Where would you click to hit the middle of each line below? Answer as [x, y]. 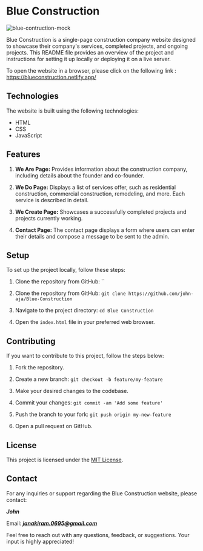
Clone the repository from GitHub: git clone [70, 293]
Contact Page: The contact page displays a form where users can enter [105, 230]
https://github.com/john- [161, 294]
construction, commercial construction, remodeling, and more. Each [100, 193]
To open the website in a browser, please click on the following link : [92, 70]
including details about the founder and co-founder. [79, 175]
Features [23, 155]
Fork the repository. [40, 368]
